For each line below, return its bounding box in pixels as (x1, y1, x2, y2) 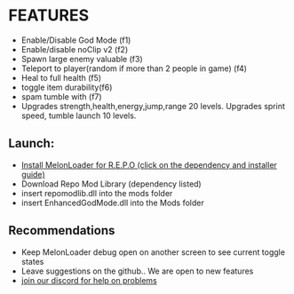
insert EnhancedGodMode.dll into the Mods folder (20, 197, 205, 208)
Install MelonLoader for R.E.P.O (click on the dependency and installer (20, 159, 277, 170)
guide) (20, 169, 45, 179)
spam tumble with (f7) (20, 91, 103, 102)
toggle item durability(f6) (20, 82, 113, 92)
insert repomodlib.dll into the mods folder (20, 187, 173, 198)
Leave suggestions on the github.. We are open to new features (20, 266, 254, 276)
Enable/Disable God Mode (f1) (20, 35, 131, 45)
